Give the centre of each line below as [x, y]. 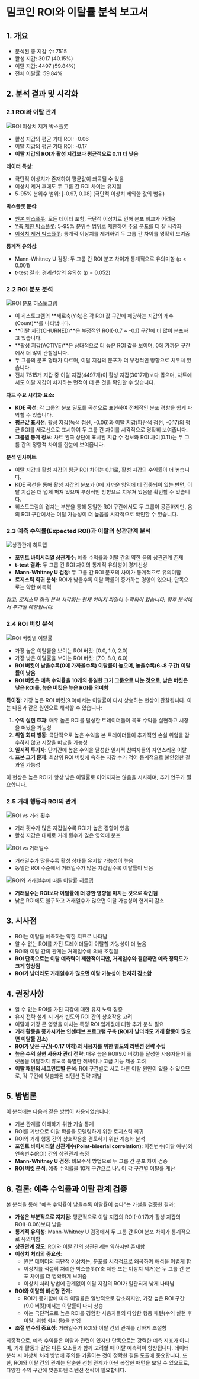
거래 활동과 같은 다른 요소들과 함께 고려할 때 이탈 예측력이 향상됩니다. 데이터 [102, 1348]
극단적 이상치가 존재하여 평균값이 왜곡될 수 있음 [69, 179]
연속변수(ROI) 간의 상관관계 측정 [52, 1154]
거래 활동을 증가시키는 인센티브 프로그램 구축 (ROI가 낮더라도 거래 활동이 [97, 1031]
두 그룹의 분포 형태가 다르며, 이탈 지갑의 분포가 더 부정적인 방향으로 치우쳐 [100, 360]
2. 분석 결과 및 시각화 [42, 94]
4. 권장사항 [25, 994]
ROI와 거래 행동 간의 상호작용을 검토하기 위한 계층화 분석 [80, 1139]
